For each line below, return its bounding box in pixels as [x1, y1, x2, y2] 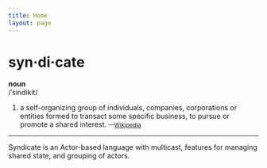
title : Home [8, 11, 48, 20]
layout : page [8, 19, 52, 27]
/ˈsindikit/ [8, 88, 38, 97]
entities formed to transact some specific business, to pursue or [19, 112, 230, 121]
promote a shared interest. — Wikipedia [19, 120, 141, 129]
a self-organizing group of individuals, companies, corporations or [19, 103, 237, 113]
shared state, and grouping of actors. [8, 151, 130, 161]
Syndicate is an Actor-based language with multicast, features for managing [8, 143, 258, 152]
